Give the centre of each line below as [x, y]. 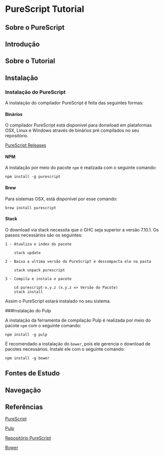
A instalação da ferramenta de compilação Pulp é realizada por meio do [78, 320]
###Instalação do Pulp [28, 310]
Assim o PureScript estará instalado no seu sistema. [58, 301]
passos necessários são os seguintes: [44, 235]
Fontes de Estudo [33, 373]
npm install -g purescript [33, 177]
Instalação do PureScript [35, 92]
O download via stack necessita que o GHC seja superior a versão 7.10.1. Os [82, 229]
